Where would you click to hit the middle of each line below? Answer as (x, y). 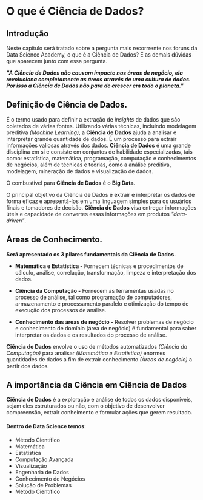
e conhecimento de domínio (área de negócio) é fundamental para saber (106, 328)
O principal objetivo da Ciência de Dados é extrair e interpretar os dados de (101, 194)
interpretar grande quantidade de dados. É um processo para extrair (92, 139)
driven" (15, 221)
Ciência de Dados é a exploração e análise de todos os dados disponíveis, (99, 400)
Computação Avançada (44, 459)
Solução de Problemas (43, 485)
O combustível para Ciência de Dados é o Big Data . (71, 183)
